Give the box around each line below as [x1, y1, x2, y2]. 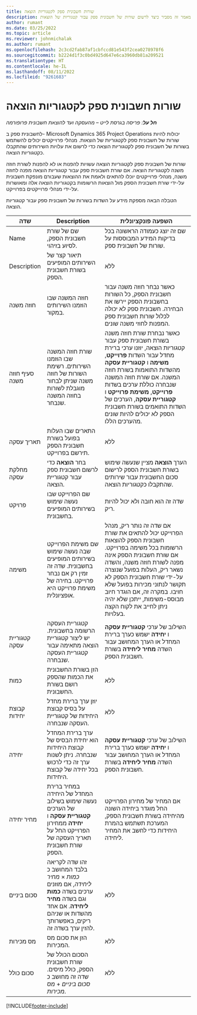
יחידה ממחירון [46, 819, 83, 828]
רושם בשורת [46, 680, 78, 688]
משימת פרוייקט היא [46, 584, 96, 592]
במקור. [46, 309, 64, 317]
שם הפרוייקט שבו [46, 490, 90, 498]
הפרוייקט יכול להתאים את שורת [104, 529, 184, 537]
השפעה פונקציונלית [120, 217, 173, 225]
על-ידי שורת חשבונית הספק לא [104, 573, 184, 581]
